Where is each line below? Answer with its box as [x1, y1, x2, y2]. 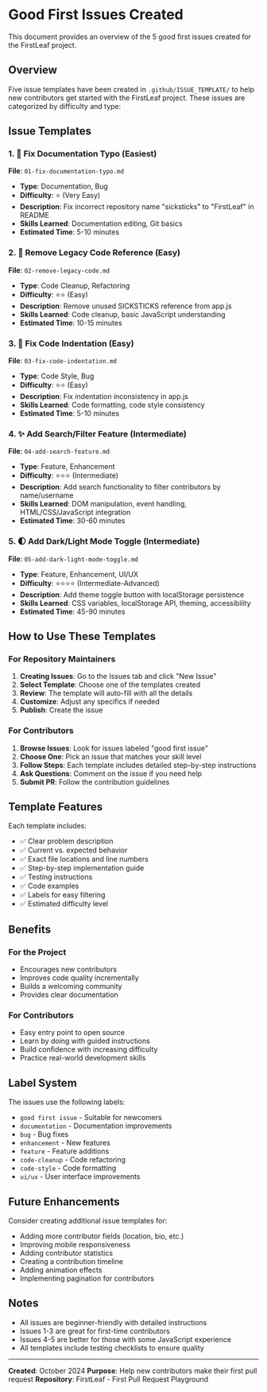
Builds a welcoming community [19, 982, 122, 991]
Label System [8, 1076, 77, 1090]
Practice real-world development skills [19, 1053, 146, 1063]
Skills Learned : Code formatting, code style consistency [19, 400, 205, 410]
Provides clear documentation [19, 990, 119, 999]
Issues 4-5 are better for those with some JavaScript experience [19, 1334, 232, 1344]
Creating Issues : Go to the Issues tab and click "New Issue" [19, 672, 217, 681]
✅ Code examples [19, 881, 79, 891]
